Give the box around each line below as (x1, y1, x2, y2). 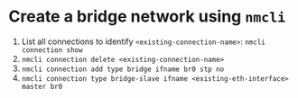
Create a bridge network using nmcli (8, 6, 286, 27)
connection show (21, 45, 83, 55)
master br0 (21, 82, 63, 91)
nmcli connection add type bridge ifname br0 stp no (21, 65, 225, 74)
